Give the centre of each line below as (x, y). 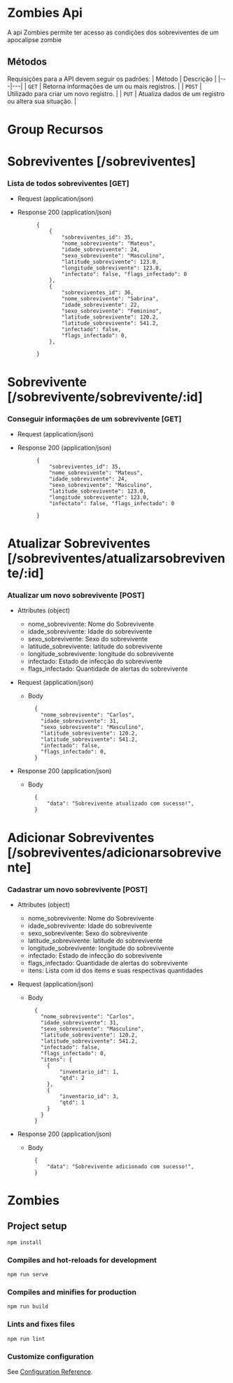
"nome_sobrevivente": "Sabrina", (110, 299)
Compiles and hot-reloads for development (82, 1260)
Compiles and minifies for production (72, 1292)
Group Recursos (55, 129)
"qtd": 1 (72, 1102)
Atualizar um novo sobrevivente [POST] (76, 596)
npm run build (28, 1307)
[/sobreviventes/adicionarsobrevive (114, 852)
